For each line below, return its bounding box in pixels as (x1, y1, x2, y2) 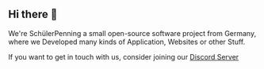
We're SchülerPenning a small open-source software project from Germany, (8, 28, 256, 38)
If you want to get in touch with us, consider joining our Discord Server (8, 52, 239, 61)
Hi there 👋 (8, 8, 58, 21)
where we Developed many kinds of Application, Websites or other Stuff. (8, 37, 246, 46)
